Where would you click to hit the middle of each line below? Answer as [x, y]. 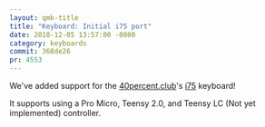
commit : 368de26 [40, 52]
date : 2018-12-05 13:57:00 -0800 [73, 34]
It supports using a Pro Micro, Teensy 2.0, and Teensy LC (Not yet [132, 103]
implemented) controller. [55, 113]
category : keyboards [49, 43]
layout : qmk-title [44, 18]
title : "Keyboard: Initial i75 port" [81, 26]
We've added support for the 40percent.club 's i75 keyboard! [123, 86]
